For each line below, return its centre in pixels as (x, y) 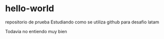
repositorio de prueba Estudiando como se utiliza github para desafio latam (82, 22)
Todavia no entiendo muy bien (36, 31)
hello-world (30, 9)
